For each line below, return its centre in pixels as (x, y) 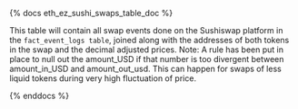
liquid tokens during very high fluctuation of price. (103, 78)
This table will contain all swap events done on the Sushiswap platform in (146, 30)
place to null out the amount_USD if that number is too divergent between (147, 59)
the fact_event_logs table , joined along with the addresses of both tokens (149, 40)
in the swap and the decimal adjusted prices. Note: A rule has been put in (147, 50)
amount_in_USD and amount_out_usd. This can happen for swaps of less (145, 68)
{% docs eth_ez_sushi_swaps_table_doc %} (91, 13)
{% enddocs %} (40, 95)
